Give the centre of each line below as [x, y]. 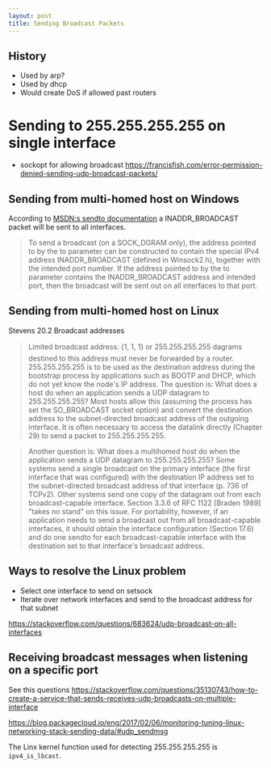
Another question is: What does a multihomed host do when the [134, 451]
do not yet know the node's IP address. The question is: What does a [142, 384]
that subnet [39, 608]
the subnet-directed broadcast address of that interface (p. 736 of [138, 485]
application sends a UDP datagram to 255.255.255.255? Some [131, 460]
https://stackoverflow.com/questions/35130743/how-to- [165, 690]
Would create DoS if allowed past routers [88, 93]
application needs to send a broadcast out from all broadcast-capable [144, 520]
